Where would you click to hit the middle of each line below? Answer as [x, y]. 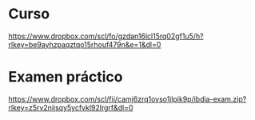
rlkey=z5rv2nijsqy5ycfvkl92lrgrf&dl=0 [71, 107]
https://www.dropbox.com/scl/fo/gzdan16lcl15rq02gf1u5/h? [106, 36]
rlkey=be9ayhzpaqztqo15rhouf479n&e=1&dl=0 [85, 44]
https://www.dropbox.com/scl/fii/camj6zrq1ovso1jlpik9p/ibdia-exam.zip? [127, 99]
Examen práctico [66, 77]
